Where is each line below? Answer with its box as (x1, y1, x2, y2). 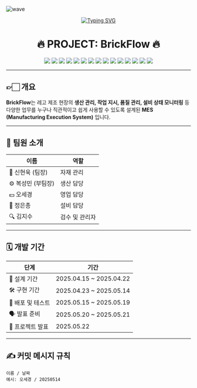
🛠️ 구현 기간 (9, 286, 40, 294)
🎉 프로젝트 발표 (9, 323, 49, 331)
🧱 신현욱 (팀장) (9, 168, 48, 176)
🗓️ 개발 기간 (6, 242, 45, 252)
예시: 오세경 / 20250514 (6, 377, 60, 383)
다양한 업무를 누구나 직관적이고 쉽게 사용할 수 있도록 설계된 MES (6, 106, 154, 113)
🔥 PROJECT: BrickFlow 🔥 (37, 38, 160, 51)
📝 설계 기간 (9, 275, 38, 283)
